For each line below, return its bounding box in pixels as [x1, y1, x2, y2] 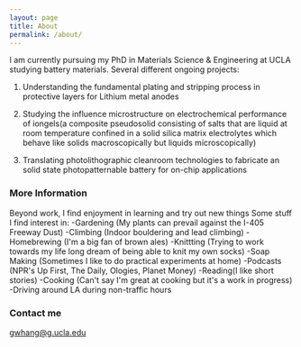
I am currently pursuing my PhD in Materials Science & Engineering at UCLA [9, 55, 291, 66]
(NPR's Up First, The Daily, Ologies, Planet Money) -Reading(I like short [9, 265, 275, 276]
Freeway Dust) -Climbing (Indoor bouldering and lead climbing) [9, 226, 245, 237]
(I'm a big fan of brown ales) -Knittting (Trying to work [63, 236, 264, 247]
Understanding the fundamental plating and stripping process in [22, 82, 260, 93]
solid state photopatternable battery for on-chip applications [22, 164, 248, 176]
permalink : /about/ [9, 30, 83, 39]
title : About [9, 22, 59, 31]
